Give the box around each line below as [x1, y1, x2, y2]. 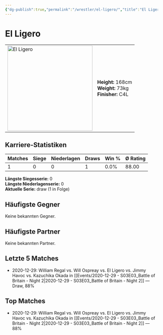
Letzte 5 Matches [5, 254, 59, 263]
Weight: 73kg [97, 85, 129, 92]
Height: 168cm [97, 78, 132, 85]
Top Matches [5, 297, 46, 305]
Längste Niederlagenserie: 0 [5, 181, 64, 187]
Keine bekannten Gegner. [5, 213, 56, 219]
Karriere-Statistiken [5, 141, 67, 149]
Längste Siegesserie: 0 [5, 176, 52, 182]
